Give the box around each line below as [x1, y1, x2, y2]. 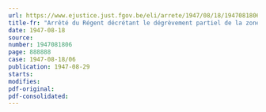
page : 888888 [8, 48, 51, 56]
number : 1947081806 [8, 41, 73, 49]
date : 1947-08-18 [8, 26, 66, 34]
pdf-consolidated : [8, 92, 69, 100]
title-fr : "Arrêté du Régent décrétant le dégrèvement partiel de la [8, 19, 243, 27]
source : [8, 33, 34, 42]
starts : [8, 70, 34, 78]
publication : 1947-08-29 [8, 63, 90, 71]
